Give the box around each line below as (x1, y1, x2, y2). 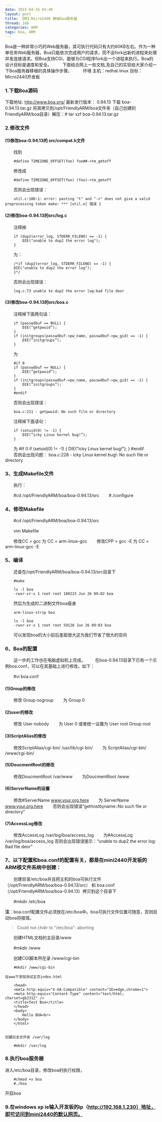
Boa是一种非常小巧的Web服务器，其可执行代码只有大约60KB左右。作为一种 (5, 44, 156, 49)
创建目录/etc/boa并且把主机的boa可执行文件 (13, 876, 102, 882)
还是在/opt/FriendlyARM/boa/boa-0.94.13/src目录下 (13, 569, 116, 575)
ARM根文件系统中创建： (5, 864, 61, 871)
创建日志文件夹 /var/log (5, 1035, 50, 1039)
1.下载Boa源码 (5, 87, 38, 94)
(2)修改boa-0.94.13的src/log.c (5, 213, 67, 218)
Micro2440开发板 (5, 74, 40, 80)
